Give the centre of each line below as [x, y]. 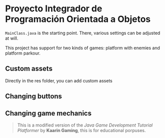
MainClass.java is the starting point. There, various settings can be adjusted [83, 33]
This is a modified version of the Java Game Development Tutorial [85, 125]
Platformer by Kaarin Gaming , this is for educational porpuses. [82, 130]
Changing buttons [34, 97]
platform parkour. [23, 53]
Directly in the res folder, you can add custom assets [59, 80]
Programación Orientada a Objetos [78, 19]
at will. [12, 38]
